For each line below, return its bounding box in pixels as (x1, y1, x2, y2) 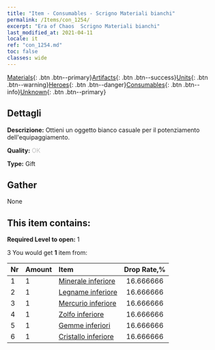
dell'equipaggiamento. (7, 133, 70, 141)
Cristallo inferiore (58, 332, 114, 342)
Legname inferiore (58, 288, 117, 297)
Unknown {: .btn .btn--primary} (20, 87, 106, 96)
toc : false (7, 49, 38, 55)
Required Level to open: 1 (7, 235, 80, 243)
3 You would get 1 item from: (7, 249, 87, 257)
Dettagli (7, 107, 42, 120)
